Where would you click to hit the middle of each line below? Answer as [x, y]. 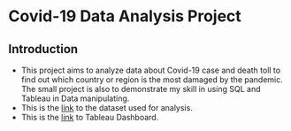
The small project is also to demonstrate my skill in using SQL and [141, 89]
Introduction [43, 49]
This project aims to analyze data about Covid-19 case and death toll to [150, 70]
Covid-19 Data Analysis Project [125, 16]
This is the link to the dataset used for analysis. [107, 108]
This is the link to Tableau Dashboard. [90, 117]
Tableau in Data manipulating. [75, 98]
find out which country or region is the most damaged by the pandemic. [152, 80]
